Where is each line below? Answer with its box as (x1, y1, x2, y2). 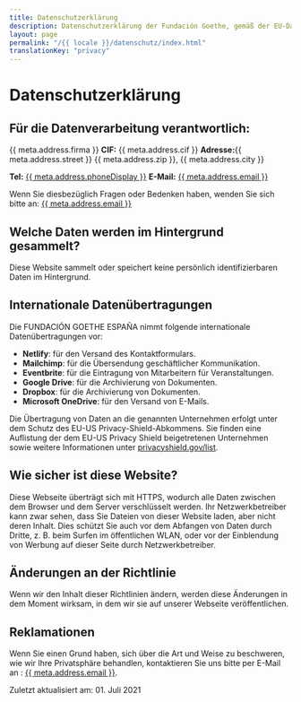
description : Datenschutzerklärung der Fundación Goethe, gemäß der (9, 22, 271, 30)
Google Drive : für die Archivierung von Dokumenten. (21, 377, 218, 387)
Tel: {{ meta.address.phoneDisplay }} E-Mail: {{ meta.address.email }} (9, 171, 269, 182)
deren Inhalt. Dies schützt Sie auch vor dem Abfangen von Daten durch (9, 520, 272, 531)
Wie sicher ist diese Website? (9, 468, 178, 483)
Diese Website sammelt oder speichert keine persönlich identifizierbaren (9, 262, 278, 273)
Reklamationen (9, 624, 96, 639)
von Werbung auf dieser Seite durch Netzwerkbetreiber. (9, 539, 217, 550)
